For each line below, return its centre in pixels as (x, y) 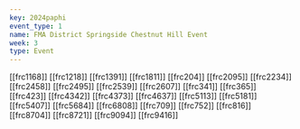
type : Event (32, 51)
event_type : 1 (36, 26)
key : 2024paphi (38, 18)
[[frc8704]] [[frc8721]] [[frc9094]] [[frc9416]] (94, 115)
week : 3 (24, 43)
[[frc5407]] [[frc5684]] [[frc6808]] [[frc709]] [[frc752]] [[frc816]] (130, 106)
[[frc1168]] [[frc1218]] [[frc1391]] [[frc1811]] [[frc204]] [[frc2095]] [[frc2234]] (150, 77)
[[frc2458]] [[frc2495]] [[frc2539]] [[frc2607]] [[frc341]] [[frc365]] (133, 87)
